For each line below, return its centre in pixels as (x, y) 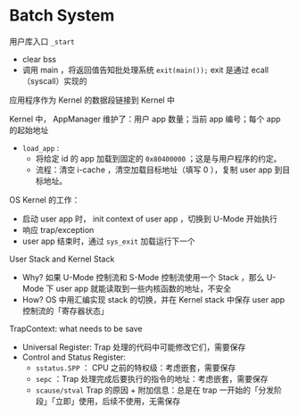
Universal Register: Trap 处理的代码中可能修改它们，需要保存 (134, 347)
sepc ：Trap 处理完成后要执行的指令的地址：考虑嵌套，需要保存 (152, 378)
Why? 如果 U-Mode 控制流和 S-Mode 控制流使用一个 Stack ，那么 (143, 277)
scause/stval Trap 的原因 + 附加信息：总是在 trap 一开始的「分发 (155, 390)
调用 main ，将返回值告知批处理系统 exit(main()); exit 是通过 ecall (145, 70)
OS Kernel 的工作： (45, 199)
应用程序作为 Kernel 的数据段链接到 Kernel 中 (92, 100)
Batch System (62, 16)
